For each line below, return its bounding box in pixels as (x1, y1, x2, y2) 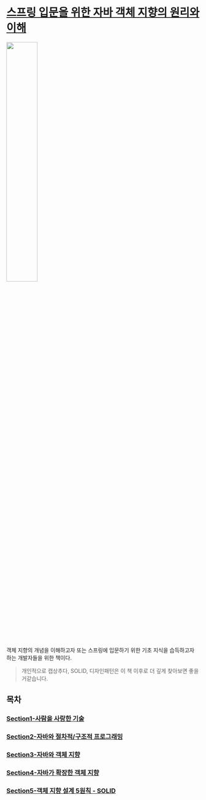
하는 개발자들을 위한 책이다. (6, 654, 72, 661)
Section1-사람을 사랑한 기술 (6, 715, 85, 723)
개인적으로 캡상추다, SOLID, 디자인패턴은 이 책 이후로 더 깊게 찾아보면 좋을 (21, 667, 199, 674)
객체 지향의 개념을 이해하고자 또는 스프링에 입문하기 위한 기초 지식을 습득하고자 (6, 646, 195, 654)
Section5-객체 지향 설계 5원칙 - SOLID (6, 786, 116, 795)
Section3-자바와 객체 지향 (6, 750, 81, 759)
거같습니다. (21, 675, 48, 682)
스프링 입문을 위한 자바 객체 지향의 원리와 (6, 6, 200, 20)
